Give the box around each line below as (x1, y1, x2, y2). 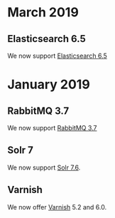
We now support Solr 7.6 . (7, 163, 81, 172)
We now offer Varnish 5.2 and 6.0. (7, 202, 107, 211)
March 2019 (7, 4, 80, 21)
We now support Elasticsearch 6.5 (7, 51, 108, 60)
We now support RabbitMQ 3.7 (7, 124, 97, 132)
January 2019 (7, 76, 90, 93)
